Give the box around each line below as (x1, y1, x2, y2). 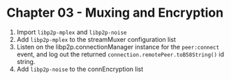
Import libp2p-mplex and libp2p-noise (16, 28, 127, 36)
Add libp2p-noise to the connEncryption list (16, 65, 144, 73)
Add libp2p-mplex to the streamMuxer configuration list (16, 35, 176, 43)
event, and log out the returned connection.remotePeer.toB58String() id (16, 50, 225, 58)
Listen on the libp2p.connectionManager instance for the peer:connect (16, 42, 220, 51)
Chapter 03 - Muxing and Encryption (6, 5, 224, 21)
